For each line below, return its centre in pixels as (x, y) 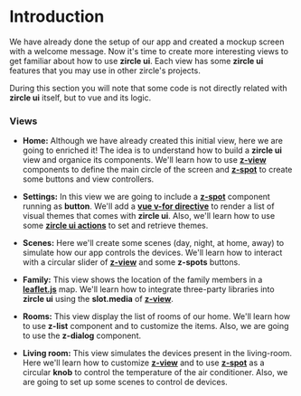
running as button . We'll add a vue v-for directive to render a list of (148, 206)
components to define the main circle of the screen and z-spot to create (157, 170)
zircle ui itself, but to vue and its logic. (80, 98)
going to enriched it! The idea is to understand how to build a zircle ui (152, 150)
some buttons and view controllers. (88, 179)
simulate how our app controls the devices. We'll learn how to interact (152, 253)
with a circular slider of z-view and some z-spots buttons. (132, 262)
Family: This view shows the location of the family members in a (142, 280)
